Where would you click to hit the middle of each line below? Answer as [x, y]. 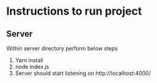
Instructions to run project [74, 11]
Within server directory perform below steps [62, 48]
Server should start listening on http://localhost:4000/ [83, 73]
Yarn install [29, 60]
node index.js [32, 67]
